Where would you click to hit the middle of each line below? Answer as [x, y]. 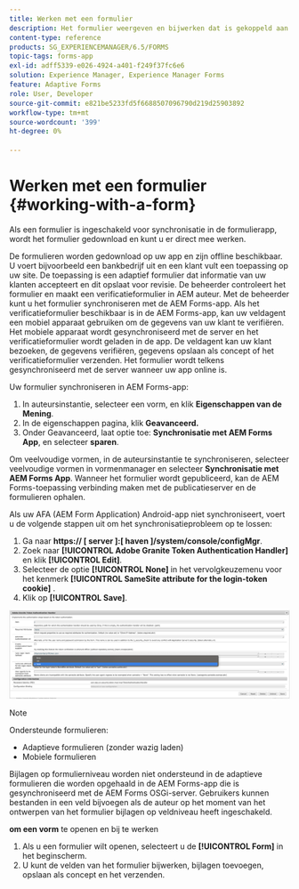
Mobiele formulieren [59, 756]
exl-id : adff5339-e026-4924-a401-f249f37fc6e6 [97, 66]
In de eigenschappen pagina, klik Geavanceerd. [110, 423]
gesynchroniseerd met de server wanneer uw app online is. [118, 369]
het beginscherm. [54, 855]
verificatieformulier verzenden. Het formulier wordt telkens [117, 360]
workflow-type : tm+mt [49, 113]
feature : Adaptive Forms [55, 85]
